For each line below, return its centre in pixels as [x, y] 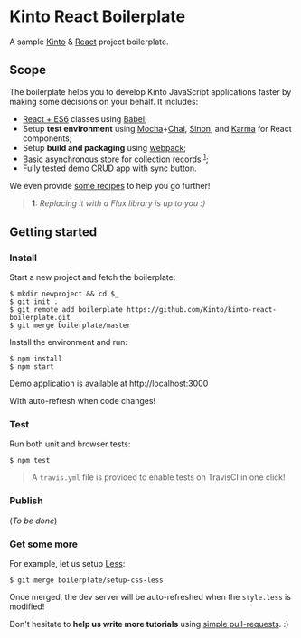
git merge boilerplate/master [74, 326]
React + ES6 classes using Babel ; [85, 118]
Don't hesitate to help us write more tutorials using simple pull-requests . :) [149, 624]
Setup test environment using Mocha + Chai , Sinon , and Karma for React [157, 128]
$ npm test [30, 461]
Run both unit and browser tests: [70, 444]
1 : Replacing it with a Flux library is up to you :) [118, 203]
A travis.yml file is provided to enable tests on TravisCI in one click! [159, 477]
